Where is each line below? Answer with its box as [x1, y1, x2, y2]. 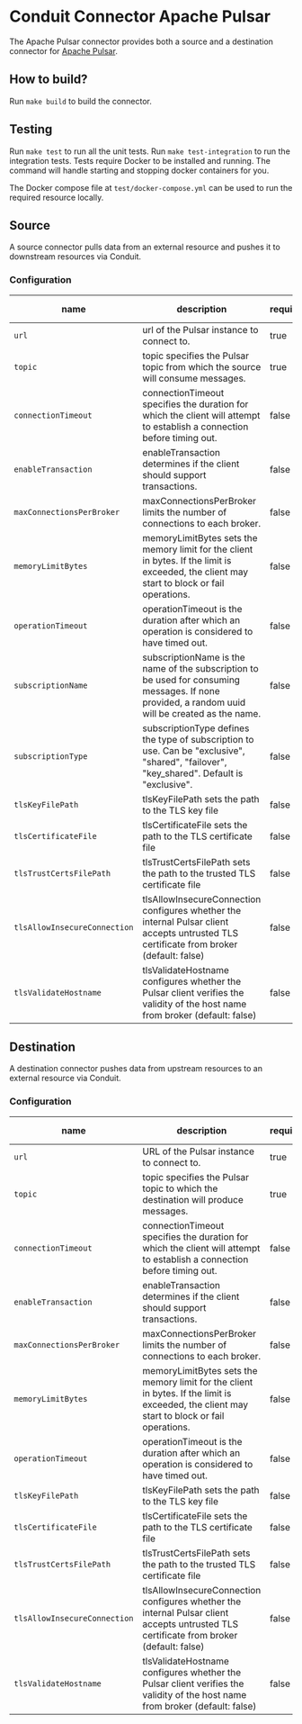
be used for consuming [142, 673, 241, 686]
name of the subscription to [142, 662, 259, 674]
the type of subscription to [142, 733, 254, 745]
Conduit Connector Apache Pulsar [9, 6, 271, 27]
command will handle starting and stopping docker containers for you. [9, 165, 270, 176]
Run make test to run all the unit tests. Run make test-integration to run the [9, 146, 290, 157]
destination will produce [142, 1193, 244, 1205]
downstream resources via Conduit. [9, 251, 142, 262]
